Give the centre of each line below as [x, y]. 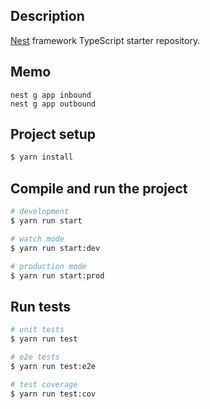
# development [40, 212]
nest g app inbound [51, 95]
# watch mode [37, 239]
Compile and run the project [99, 188]
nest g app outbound [53, 104]
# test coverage [44, 384]
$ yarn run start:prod [57, 275]
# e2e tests [35, 357]
